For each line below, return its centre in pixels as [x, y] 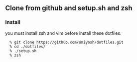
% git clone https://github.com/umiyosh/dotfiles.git [67, 42]
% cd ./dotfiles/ [28, 47]
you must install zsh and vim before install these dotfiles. [63, 33]
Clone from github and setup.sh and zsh [69, 8]
